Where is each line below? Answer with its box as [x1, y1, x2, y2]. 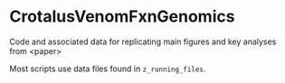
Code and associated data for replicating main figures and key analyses [9, 36, 277, 47]
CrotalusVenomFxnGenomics [9, 6, 235, 27]
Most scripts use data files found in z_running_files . [9, 63, 206, 74]
